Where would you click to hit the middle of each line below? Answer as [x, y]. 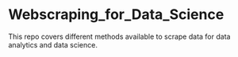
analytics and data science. [53, 44]
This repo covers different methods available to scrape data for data [119, 36]
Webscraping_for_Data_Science [116, 15]
